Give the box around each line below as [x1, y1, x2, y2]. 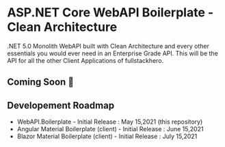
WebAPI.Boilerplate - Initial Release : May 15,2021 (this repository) [16, 118, 203, 126]
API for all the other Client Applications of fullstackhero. [7, 56, 164, 64]
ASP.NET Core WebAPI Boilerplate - [7, 5, 214, 21]
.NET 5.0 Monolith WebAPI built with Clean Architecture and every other [7, 42, 210, 50]
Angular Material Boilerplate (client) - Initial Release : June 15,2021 [16, 125, 204, 133]
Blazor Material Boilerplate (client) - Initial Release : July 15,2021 [16, 132, 198, 141]
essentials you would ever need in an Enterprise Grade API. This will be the [7, 49, 219, 57]
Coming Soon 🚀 [7, 77, 74, 88]
